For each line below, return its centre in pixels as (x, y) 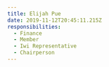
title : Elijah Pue (34, 14)
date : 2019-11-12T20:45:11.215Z (54, 20)
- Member (26, 40)
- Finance (28, 33)
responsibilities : (34, 27)
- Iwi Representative (45, 46)
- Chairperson (34, 53)
